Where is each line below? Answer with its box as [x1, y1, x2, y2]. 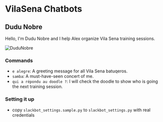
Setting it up [5, 96, 35, 103]
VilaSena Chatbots [5, 3, 82, 15]
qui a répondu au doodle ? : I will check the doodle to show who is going [12, 79, 158, 85]
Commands [5, 57, 33, 64]
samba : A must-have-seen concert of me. [12, 73, 94, 79]
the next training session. [12, 84, 63, 89]
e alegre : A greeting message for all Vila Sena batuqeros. [12, 68, 128, 74]
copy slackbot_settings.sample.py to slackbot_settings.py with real [12, 107, 151, 113]
